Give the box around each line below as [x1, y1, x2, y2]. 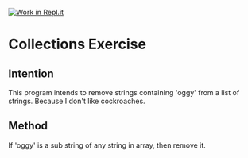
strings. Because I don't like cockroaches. [8, 96, 145, 106]
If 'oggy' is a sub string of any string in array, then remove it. [8, 140, 207, 150]
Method [8, 119, 48, 133]
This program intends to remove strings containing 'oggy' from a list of [8, 88, 240, 97]
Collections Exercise [8, 36, 147, 53]
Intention [8, 67, 54, 80]
